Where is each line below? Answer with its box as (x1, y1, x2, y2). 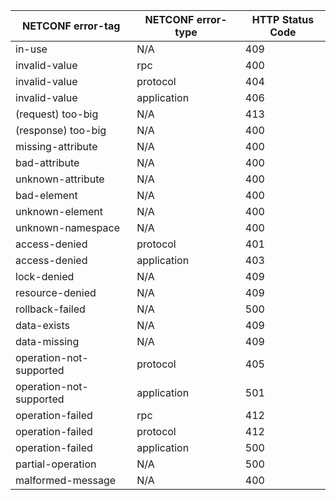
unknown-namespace (15, 221, 121, 234)
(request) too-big (15, 107, 99, 121)
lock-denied (15, 270, 75, 283)
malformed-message (15, 474, 117, 487)
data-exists (15, 319, 70, 332)
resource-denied (15, 286, 97, 299)
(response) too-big (15, 124, 107, 137)
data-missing (15, 335, 80, 348)
